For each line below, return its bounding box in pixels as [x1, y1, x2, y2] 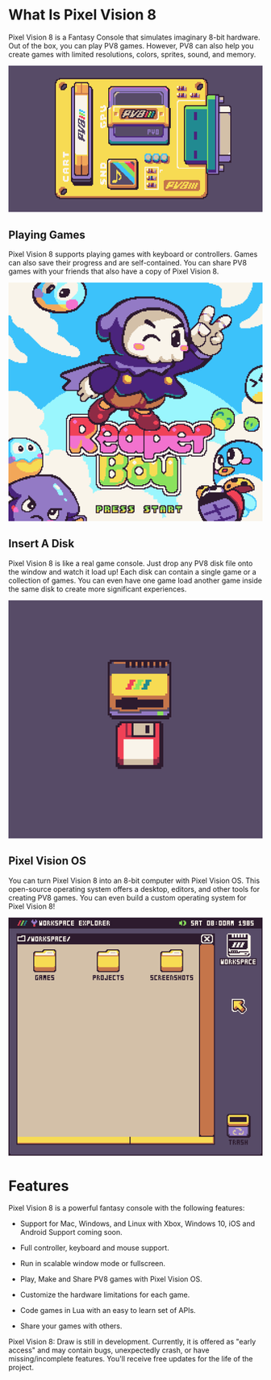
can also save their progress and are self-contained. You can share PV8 [8, 258, 248, 268]
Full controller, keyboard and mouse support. [19, 1243, 169, 1252]
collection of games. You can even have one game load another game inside [8, 575, 262, 585]
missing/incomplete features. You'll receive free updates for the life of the [8, 1354, 253, 1364]
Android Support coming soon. [19, 1227, 123, 1237]
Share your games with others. [19, 1321, 123, 1331]
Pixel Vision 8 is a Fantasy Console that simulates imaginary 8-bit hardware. [8, 32, 261, 42]
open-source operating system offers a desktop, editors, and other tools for [8, 884, 261, 893]
